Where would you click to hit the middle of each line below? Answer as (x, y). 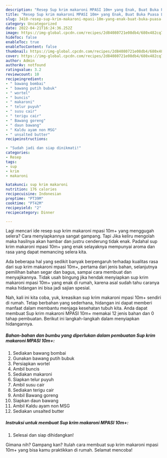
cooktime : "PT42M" (25, 203)
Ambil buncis (26, 369)
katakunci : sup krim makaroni (37, 185)
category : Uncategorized (31, 24)
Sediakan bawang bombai (39, 353)
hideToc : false (21, 38)
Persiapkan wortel (31, 364)
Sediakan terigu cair (33, 390)
